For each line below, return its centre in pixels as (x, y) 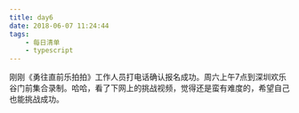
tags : (19, 34)
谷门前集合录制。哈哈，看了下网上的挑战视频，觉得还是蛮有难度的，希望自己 (149, 88)
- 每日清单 (43, 42)
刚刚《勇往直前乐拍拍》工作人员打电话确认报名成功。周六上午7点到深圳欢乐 (148, 77)
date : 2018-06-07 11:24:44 (59, 26)
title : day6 (31, 17)
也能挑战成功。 (36, 100)
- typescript (49, 51)
